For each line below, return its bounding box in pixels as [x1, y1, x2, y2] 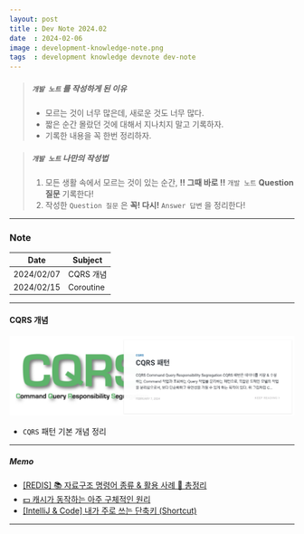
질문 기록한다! [44, 188, 94, 199]
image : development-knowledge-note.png [9, 43, 165, 52]
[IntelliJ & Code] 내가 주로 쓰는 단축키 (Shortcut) [22, 505, 197, 516]
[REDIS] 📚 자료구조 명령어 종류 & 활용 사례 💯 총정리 [22, 480, 207, 491]
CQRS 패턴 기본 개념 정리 [22, 426, 107, 437]
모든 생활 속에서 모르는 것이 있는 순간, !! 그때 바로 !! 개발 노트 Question [44, 177, 294, 188]
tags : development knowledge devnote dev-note [9, 52, 196, 62]
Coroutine [67, 281, 106, 293]
